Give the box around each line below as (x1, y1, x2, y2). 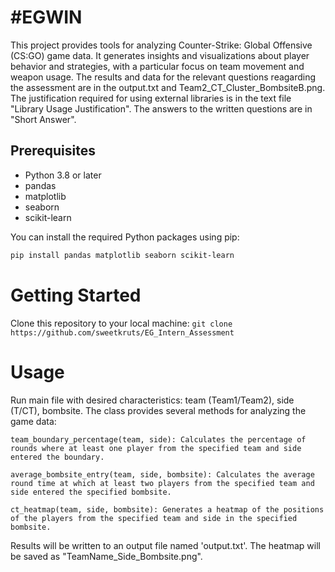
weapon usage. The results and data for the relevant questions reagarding (10, 71, 317, 83)
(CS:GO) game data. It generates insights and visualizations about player (10, 49, 310, 61)
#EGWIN (10, 6, 83, 29)
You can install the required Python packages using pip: (10, 231, 240, 243)
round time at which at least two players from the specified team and (10, 478, 315, 488)
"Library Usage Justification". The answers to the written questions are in (10, 102, 313, 115)
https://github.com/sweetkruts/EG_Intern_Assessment (10, 327, 235, 338)
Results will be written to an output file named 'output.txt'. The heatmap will (10, 539, 321, 551)
